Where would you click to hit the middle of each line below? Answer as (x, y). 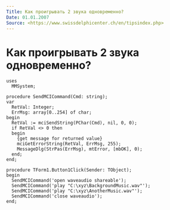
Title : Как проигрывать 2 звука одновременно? (65, 12)
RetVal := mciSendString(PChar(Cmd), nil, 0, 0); (74, 123)
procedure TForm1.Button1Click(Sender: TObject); (69, 170)
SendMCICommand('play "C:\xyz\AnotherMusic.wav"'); (77, 191)
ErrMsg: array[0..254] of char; (52, 112)
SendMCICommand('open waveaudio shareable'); (69, 181)
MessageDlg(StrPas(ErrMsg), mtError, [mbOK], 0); (80, 149)
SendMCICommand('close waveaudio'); (57, 196)
